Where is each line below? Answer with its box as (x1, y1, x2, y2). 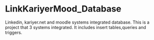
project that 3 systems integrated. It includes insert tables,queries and (5, 24, 147, 30)
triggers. (5, 29, 22, 35)
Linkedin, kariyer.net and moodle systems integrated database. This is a (5, 19, 150, 25)
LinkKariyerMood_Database (5, 3, 121, 14)
